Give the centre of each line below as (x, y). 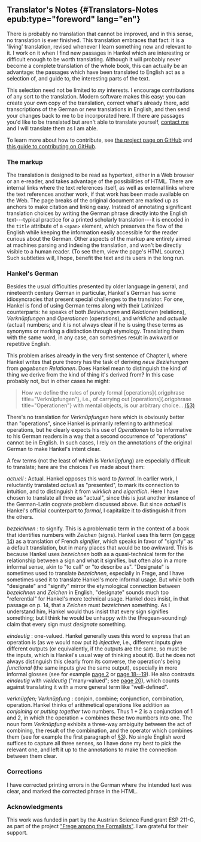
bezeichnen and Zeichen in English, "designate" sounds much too (88, 592)
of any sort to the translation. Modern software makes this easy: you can (96, 96)
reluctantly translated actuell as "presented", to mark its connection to (93, 485)
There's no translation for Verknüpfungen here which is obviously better (96, 417)
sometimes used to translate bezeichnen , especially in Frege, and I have (96, 574)
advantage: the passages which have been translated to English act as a (96, 72)
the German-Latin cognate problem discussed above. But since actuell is (97, 504)
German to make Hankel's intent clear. (54, 449)
